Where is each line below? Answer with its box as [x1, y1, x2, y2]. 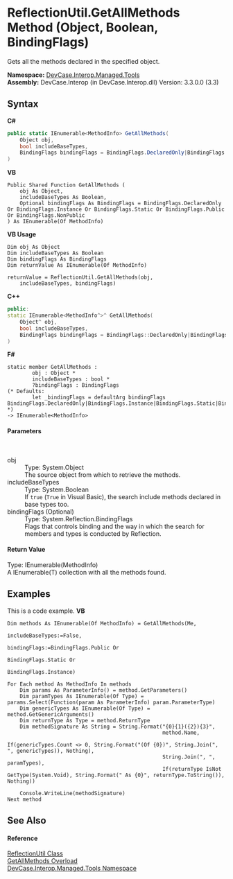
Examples [7, 588, 51, 600]
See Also [7, 815, 46, 826]
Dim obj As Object [7, 244, 60, 251]
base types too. [24, 500, 69, 508]
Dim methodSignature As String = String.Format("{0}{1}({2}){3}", [19, 723, 216, 730]
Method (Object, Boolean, [7, 19, 158, 35]
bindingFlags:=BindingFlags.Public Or [7, 644, 119, 651]
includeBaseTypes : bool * [32, 376, 110, 383]
